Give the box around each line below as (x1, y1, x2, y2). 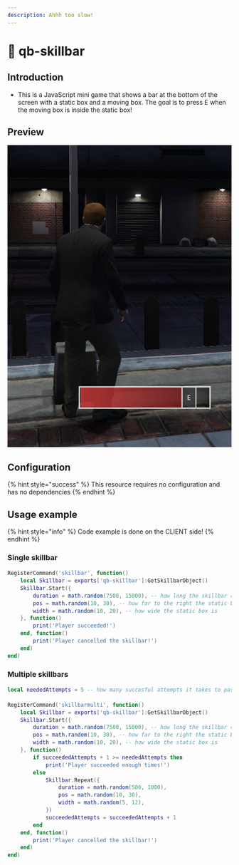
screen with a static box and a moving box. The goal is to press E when (17, 98, 226, 106)
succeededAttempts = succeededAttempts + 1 (45, 814, 176, 821)
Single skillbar (7, 552, 58, 562)
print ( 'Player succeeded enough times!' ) (45, 761, 171, 769)
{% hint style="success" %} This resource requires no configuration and (7, 480, 221, 489)
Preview (7, 126, 45, 138)
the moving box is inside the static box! (17, 105, 133, 114)
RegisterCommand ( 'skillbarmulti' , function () (7, 701, 144, 708)
